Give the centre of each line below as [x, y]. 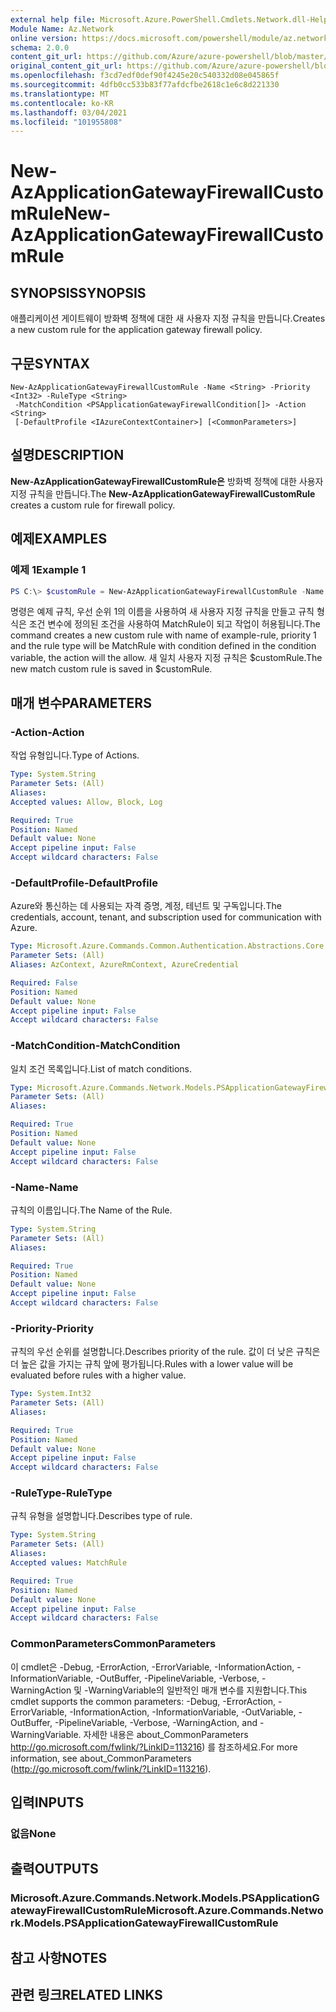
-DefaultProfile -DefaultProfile [84, 883]
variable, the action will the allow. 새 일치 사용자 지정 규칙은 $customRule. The [166, 658]
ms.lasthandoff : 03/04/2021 [69, 112]
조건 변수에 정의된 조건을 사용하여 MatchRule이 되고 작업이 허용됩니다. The [174, 624]
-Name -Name [44, 1187]
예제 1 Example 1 [48, 570]
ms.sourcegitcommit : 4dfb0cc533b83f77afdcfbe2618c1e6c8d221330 [145, 85]
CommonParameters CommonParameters [113, 1644]
